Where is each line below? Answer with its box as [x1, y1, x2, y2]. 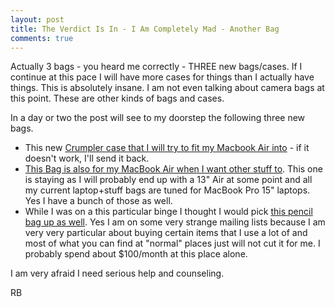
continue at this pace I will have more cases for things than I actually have [10, 71, 315, 83]
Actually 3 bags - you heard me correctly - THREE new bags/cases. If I [10, 61, 303, 73]
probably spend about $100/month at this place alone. [24, 248, 248, 260]
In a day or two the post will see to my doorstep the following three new [10, 112, 306, 124]
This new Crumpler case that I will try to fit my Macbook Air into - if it [24, 142, 310, 154]
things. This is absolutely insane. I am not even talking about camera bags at [10, 82, 325, 94]
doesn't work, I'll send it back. [24, 152, 150, 165]
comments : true [10, 33, 74, 43]
